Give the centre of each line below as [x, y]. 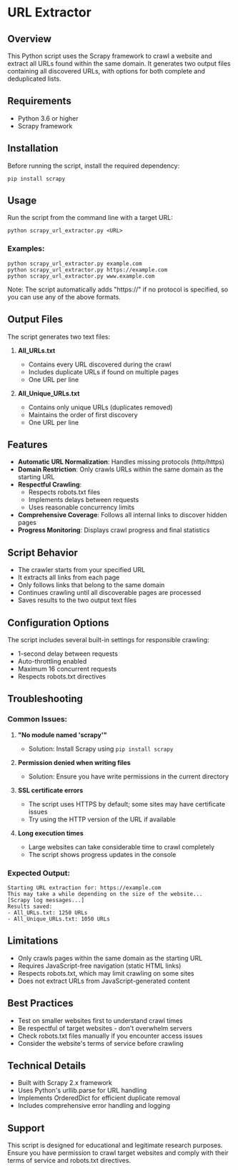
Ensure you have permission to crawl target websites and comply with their [118, 1153]
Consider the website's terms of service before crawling [100, 1043]
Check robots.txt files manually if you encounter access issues [110, 1036]
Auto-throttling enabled [52, 661]
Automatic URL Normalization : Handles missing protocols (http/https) [121, 462]
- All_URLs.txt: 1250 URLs [48, 912]
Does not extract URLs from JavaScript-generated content [104, 981]
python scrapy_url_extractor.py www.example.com [81, 276]
